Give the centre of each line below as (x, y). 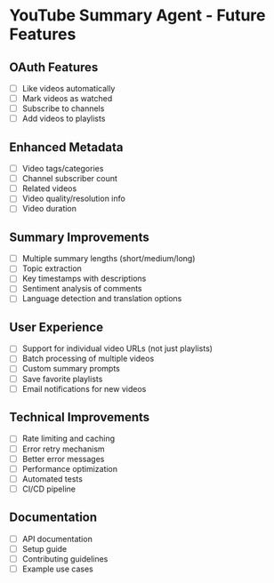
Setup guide (44, 548)
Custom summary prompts (71, 369)
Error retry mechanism (63, 449)
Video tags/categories (63, 169)
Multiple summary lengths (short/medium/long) (109, 259)
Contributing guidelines (65, 559)
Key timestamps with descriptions (84, 279)
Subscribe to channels (63, 108)
